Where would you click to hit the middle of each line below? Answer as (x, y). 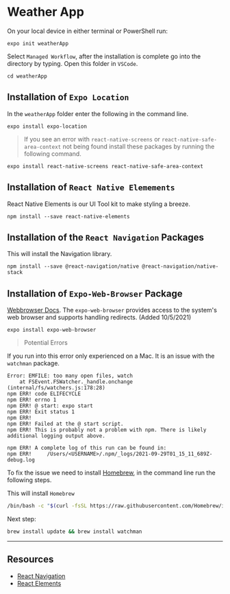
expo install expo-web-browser (52, 330)
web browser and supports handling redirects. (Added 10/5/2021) (99, 317)
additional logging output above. (56, 436)
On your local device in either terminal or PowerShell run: (88, 31)
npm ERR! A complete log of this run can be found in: (87, 448)
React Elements (39, 583)
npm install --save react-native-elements (68, 216)
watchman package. (34, 363)
